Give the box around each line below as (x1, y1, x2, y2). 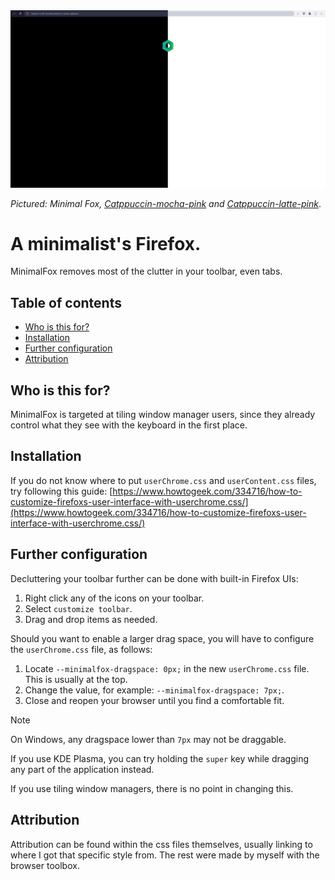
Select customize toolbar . (24, 602, 133, 614)
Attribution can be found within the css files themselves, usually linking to (10, 838, 313, 850)
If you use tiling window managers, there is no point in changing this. (10, 782, 294, 794)
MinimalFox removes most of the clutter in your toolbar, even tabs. (10, 265, 283, 278)
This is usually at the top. (24, 673, 128, 685)
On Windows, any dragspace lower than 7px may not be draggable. (10, 733, 287, 745)
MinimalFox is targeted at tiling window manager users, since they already (10, 409, 316, 421)
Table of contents (10, 294, 122, 311)
